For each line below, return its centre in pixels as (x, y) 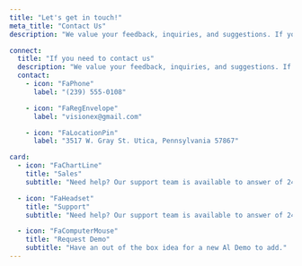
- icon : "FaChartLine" (60, 166)
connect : (26, 50)
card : (19, 158)
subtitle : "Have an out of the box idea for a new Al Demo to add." (156, 248)
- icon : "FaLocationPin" (72, 133)
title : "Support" (58, 207)
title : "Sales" (54, 174)
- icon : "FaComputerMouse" (68, 231)
